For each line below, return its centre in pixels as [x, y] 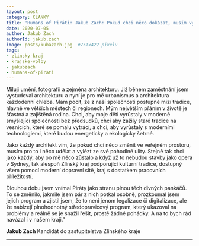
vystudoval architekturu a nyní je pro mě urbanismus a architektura [88, 96]
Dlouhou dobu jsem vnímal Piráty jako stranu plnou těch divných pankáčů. [97, 188]
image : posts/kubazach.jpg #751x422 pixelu [62, 45]
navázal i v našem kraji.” [36, 220]
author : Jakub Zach [30, 34]
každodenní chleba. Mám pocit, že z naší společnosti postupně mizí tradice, [99, 102]
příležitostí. [20, 176]
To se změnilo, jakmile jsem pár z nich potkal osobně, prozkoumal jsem [93, 194]
